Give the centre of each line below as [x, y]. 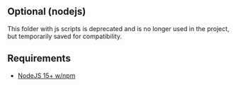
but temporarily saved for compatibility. [65, 36]
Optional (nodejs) [47, 12]
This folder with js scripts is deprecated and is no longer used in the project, [118, 28]
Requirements [39, 58]
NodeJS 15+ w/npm [46, 75]
